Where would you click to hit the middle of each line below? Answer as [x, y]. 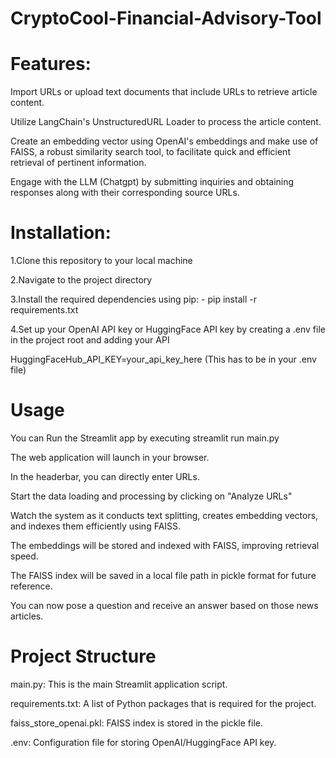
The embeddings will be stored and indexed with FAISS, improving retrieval [165, 545]
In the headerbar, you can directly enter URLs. [105, 476]
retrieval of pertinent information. [78, 163]
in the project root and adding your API [90, 340]
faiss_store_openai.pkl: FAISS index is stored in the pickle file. [136, 723]
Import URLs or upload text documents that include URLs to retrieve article [164, 92]
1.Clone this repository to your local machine [101, 261]
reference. [31, 586]
